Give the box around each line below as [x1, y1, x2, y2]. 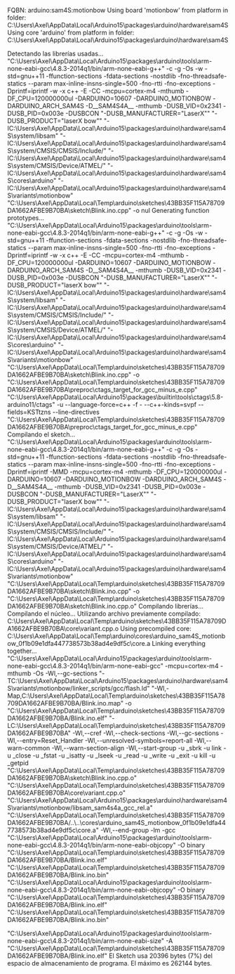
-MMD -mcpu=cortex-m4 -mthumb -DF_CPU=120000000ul [49, 467, 222, 476]
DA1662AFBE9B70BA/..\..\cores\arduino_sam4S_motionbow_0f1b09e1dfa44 [7, 819, 226, 826]
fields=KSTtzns [7, 408, 51, 416]
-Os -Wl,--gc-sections [32, 669, 98, 677]
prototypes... [7, 214, 44, 222]
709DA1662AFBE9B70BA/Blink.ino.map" [7, 699, 124, 707]
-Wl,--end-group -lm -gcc [100, 826, 176, 834]
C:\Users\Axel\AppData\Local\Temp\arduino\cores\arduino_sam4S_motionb [7, 632, 226, 640]
